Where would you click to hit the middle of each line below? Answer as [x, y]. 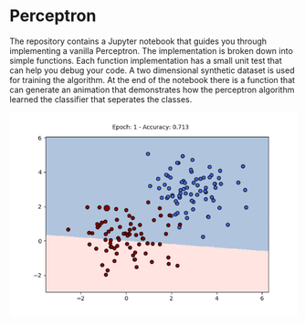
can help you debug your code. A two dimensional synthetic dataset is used [152, 70]
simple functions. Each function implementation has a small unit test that [146, 60]
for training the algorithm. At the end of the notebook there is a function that [152, 79]
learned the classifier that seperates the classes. [101, 99]
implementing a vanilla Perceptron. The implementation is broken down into [152, 50]
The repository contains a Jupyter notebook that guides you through [138, 41]
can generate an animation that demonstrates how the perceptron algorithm [152, 89]
